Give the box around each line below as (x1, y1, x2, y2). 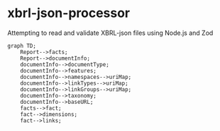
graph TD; (7, 42, 37, 49)
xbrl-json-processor (7, 5, 131, 21)
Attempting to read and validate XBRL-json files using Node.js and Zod (7, 28, 214, 37)
